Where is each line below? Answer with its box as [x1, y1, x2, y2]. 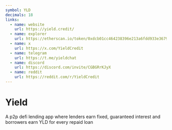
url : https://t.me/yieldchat [14, 55, 77, 61]
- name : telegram [10, 50, 47, 55]
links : [5, 17, 19, 22]
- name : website [10, 22, 45, 27]
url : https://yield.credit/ [14, 27, 74, 32]
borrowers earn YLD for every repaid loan [5, 119, 93, 125]
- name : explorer [10, 31, 47, 36]
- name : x [10, 41, 31, 46]
